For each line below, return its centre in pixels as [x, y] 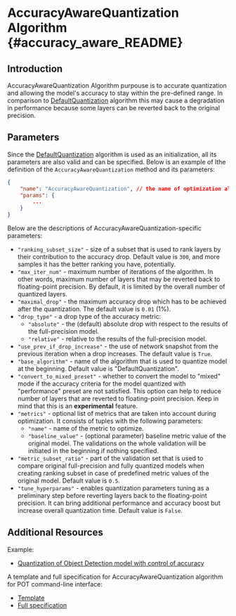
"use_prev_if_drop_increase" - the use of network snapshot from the [118, 346]
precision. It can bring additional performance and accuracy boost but [119, 503]
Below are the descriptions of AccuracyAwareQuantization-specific [104, 228]
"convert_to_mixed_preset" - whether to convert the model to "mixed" [119, 376]
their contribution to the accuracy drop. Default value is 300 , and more [118, 257]
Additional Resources [55, 533]
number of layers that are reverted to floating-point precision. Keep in [118, 399]
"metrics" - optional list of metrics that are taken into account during [117, 414]
